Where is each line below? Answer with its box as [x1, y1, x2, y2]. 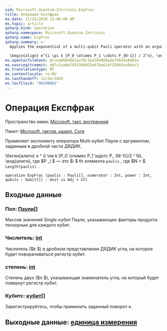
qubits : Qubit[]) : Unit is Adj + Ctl [5, 177, 88, 182]
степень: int [5, 264, 36, 270]
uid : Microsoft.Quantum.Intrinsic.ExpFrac [5, 7, 94, 12]
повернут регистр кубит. [5, 280, 58, 286]
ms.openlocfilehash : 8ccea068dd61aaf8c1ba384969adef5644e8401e [5, 58, 139, 63]
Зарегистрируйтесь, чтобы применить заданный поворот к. [5, 304, 133, 310]
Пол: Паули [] [5, 205, 38, 212]
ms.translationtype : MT [5, 67, 55, 72]
